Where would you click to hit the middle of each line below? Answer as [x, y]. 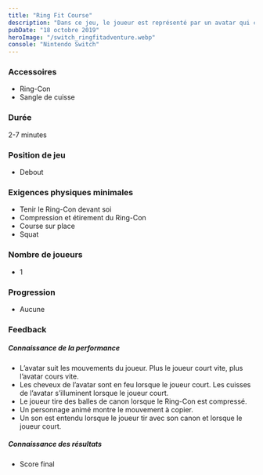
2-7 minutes [27, 135]
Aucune [32, 309]
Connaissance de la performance [64, 348]
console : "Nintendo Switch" [54, 45]
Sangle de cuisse [47, 97]
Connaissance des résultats [55, 444]
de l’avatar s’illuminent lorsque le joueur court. [94, 393]
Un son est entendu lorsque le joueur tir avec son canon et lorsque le [131, 418]
